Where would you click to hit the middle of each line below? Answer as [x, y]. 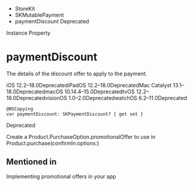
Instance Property [28, 33]
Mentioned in [31, 162]
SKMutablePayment [39, 15]
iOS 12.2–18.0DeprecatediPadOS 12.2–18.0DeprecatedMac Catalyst [89, 85]
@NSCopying [20, 109]
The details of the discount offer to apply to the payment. [77, 74]
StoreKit [25, 9]
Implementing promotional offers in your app [61, 176]
